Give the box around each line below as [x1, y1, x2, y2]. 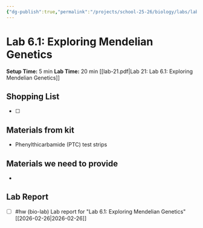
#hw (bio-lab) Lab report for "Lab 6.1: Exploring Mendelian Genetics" [14, 207, 186, 215]
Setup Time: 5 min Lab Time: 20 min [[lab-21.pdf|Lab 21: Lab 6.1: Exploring [6, 68, 193, 75]
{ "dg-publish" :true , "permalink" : [6, 8, 91, 15]
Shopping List [6, 91, 60, 101]
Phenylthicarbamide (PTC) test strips [14, 141, 108, 148]
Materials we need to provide [6, 158, 118, 169]
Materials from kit [6, 125, 74, 135]
